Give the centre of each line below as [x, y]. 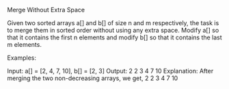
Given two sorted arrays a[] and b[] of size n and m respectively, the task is [113, 23]
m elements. [25, 44]
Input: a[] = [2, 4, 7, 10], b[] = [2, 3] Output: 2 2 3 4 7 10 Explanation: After [110, 71]
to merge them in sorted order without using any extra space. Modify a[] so [113, 30]
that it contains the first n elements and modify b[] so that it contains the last [114, 37]
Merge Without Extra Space [46, 10]
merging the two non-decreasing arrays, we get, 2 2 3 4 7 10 [93, 78]
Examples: [22, 58]
